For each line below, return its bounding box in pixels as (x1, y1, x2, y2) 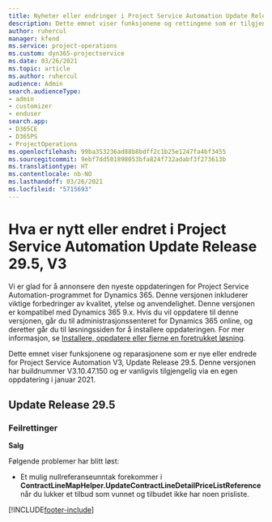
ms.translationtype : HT (8, 163, 89, 171)
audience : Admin (8, 79, 63, 88)
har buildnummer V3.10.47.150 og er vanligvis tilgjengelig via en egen (8, 366, 238, 375)
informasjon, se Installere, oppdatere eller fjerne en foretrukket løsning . (8, 333, 246, 343)
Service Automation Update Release (8, 237, 257, 255)
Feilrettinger (8, 422, 58, 434)
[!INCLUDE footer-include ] (8, 505, 95, 515)
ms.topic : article (8, 65, 70, 73)
